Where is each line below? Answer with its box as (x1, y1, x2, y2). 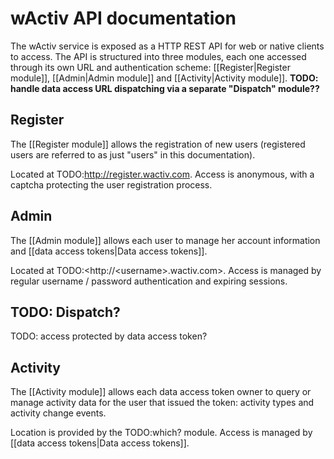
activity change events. (10, 407, 107, 419)
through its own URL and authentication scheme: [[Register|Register (10, 61, 291, 73)
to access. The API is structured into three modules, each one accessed (10, 50, 307, 62)
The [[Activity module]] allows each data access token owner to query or (10, 386, 312, 398)
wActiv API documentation (10, 7, 237, 30)
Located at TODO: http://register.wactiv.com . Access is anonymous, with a (10, 168, 315, 180)
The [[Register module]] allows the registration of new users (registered (10, 138, 306, 150)
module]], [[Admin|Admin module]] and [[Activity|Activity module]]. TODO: (10, 72, 319, 84)
